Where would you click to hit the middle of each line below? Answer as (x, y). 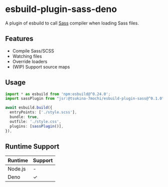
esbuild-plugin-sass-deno (61, 9)
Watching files (27, 56)
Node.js (17, 169)
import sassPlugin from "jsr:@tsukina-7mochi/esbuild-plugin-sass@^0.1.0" (85, 98)
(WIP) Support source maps (41, 66)
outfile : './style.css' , (35, 121)
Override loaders (30, 61)
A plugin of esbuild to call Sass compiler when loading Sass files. (72, 23)
